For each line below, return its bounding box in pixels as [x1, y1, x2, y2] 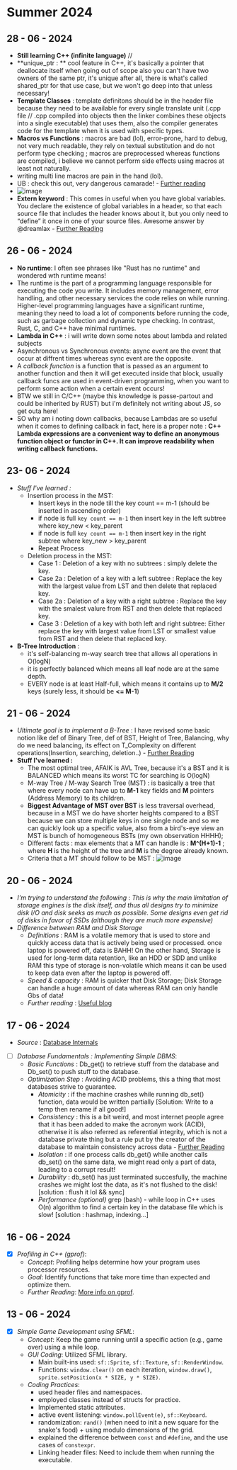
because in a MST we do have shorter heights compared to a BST [27, 809, 220, 818]
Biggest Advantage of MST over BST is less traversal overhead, [27, 801, 216, 810]
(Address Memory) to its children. [27, 794, 126, 803]
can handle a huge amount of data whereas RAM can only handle [27, 984, 219, 993]
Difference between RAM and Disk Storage [16, 924, 143, 932]
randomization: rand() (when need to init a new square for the [37, 1418, 219, 1426]
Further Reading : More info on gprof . [27, 1288, 135, 1296]
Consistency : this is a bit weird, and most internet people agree [37, 1113, 224, 1121]
